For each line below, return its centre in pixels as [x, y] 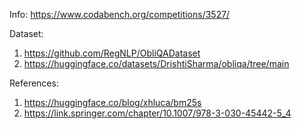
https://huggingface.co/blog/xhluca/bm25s [112, 102]
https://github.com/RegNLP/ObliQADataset [112, 53]
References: [34, 83]
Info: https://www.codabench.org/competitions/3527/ [120, 14]
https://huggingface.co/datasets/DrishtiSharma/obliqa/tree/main [156, 63]
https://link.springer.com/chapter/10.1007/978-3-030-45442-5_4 [157, 113]
